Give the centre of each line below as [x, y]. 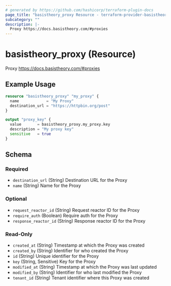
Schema [19, 154]
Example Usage [31, 85]
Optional [16, 199]
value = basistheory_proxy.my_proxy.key [60, 125]
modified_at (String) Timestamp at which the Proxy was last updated [84, 267]
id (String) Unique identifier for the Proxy [56, 256]
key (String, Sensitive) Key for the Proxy [54, 261]
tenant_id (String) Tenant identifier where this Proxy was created [81, 278]
